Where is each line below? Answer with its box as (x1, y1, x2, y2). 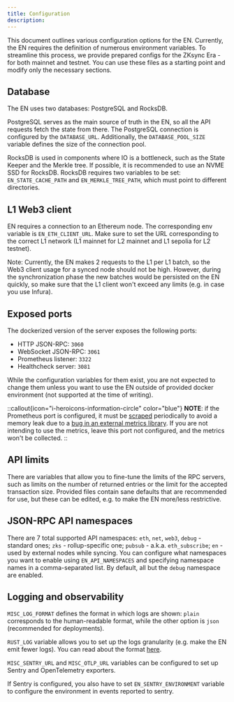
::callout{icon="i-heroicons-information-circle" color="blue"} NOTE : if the (7, 404, 220, 412)
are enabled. (7, 571, 44, 579)
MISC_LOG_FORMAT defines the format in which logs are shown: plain (7, 609, 200, 618)
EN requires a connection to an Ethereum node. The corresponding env (7, 222, 213, 231)
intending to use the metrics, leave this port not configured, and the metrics (7, 426, 225, 434)
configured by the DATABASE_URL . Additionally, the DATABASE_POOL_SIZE (7, 133, 206, 141)
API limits (7, 454, 50, 466)
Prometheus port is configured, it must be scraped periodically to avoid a (7, 411, 218, 420)
